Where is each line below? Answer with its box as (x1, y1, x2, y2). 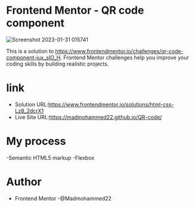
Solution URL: (14, 101, 49, 108)
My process (6, 135, 66, 148)
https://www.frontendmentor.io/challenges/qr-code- (55, 47, 184, 54)
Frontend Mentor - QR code (6, 4, 144, 17)
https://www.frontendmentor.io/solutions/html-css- (48, 101, 174, 108)
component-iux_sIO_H (6, 54, 61, 61)
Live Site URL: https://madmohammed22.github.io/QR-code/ (14, 113, 162, 121)
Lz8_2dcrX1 (14, 107, 44, 114)
